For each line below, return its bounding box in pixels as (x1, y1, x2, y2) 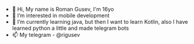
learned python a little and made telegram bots (12, 24, 129, 32)
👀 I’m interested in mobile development (12, 12, 110, 19)
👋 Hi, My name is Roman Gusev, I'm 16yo (12, 6, 114, 12)
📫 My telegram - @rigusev (12, 32, 81, 38)
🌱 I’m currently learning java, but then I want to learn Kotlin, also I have (12, 18, 189, 25)
